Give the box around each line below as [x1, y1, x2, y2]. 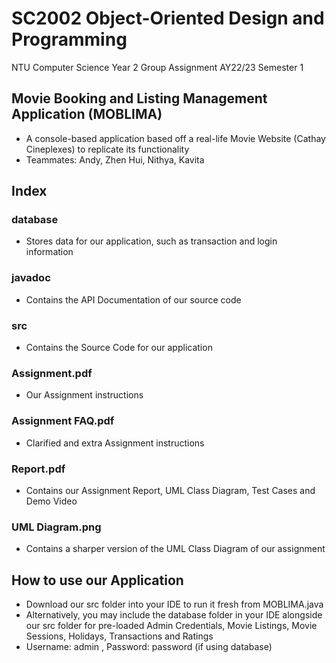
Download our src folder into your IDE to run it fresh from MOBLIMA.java [25, 598, 324, 611]
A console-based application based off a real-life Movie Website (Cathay [25, 132, 326, 144]
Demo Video [25, 495, 78, 507]
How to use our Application [11, 572, 184, 589]
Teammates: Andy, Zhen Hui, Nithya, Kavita [25, 153, 205, 166]
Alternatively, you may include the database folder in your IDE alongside [25, 609, 323, 621]
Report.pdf [11, 462, 66, 476]
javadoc [11, 271, 51, 285]
